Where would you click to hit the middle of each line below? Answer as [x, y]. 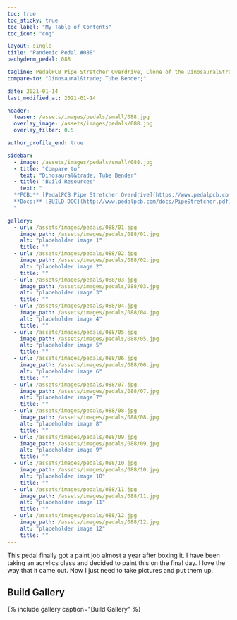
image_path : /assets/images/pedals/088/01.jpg [90, 234]
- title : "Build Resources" [55, 182]
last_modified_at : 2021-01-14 [52, 98]
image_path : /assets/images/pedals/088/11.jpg [90, 496]
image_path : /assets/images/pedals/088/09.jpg [90, 444]
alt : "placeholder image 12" [63, 528]
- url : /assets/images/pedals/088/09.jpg [75, 437]
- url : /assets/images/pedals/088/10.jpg [75, 463]
